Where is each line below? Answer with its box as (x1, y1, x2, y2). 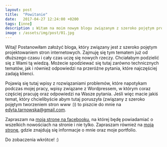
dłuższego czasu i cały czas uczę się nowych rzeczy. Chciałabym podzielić (5, 55, 160, 60)
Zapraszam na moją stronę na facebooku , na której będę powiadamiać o (5, 117, 153, 122)
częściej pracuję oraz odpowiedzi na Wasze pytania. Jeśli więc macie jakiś (5, 91, 158, 97)
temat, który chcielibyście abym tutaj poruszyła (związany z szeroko (5, 96, 145, 102)
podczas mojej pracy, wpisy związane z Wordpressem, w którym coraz (5, 86, 151, 91)
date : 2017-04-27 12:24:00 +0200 (5, 16, 79, 21)
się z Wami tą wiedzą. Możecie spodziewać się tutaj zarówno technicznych (5, 60, 159, 66)
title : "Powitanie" (5, 12, 48, 17)
